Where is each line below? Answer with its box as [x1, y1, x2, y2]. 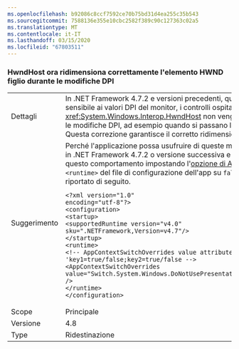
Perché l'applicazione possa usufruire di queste [65, 141, 225, 151]
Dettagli [11, 111, 37, 121]
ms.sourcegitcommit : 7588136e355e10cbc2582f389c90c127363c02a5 [7, 17, 199, 24]
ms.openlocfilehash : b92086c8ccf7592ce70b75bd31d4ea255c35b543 [7, 10, 199, 18]
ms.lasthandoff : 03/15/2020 [7, 37, 91, 44]
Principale [65, 307, 100, 317]
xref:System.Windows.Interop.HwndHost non [65, 111, 216, 121]
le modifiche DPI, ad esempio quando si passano [65, 121, 228, 131]
